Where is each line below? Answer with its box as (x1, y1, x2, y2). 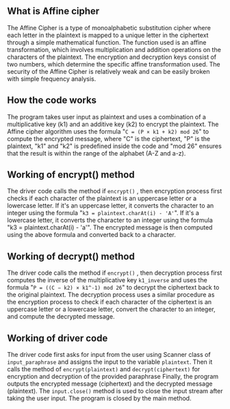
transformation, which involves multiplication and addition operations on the (7, 45, 221, 53)
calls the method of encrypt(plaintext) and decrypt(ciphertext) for (7, 365, 201, 373)
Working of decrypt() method (7, 250, 135, 262)
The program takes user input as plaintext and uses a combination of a (7, 112, 207, 121)
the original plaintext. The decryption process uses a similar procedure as (7, 290, 215, 299)
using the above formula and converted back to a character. (7, 231, 176, 239)
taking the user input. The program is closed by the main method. (7, 394, 192, 403)
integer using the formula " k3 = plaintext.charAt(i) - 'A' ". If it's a (7, 209, 200, 217)
